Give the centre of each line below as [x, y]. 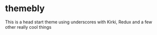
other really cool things [28, 27]
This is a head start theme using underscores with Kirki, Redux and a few [79, 22]
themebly [25, 9]
